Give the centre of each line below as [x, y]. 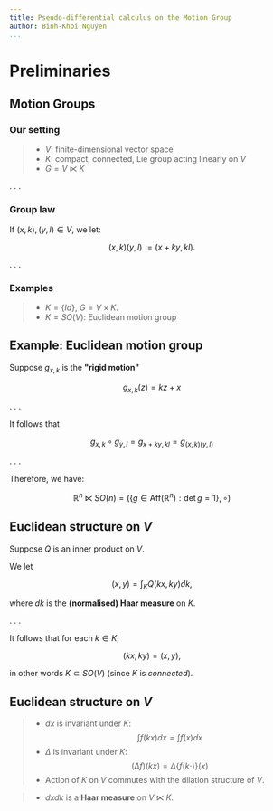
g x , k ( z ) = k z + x [152, 388]
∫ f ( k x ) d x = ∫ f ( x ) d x [170, 738]
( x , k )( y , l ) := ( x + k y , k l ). [152, 247]
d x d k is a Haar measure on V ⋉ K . [109, 797]
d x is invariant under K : [88, 723]
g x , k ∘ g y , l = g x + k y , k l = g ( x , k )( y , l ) [152, 443]
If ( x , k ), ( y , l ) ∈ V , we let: [55, 229]
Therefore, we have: [47, 479]
